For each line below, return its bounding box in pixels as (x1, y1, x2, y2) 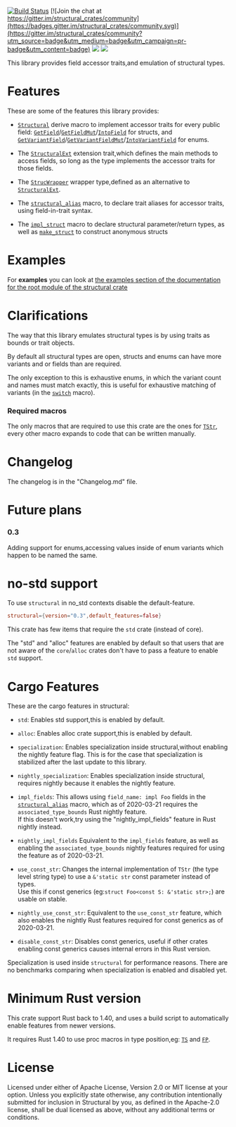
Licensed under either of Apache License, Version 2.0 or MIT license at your (7, 1083, 228, 1092)
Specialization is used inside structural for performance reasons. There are (7, 958, 228, 967)
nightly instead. (17, 822, 63, 831)
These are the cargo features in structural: (7, 702, 130, 710)
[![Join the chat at (50, 7, 102, 15)
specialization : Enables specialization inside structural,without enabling (17, 743, 228, 751)
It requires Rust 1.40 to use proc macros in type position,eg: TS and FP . (7, 1035, 211, 1044)
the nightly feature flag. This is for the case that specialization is (17, 750, 203, 759)
